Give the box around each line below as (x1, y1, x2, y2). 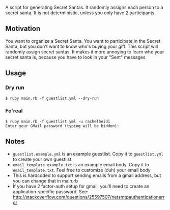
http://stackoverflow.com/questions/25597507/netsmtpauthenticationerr (12, 194, 165, 200)
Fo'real (5, 107, 23, 114)
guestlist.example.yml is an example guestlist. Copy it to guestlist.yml (12, 151, 164, 157)
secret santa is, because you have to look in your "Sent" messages (5, 54, 146, 60)
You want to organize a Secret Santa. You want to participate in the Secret (5, 38, 161, 44)
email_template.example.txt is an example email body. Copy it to (12, 161, 149, 167)
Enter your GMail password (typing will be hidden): (5, 123, 120, 129)
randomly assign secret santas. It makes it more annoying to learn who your (5, 48, 164, 55)
